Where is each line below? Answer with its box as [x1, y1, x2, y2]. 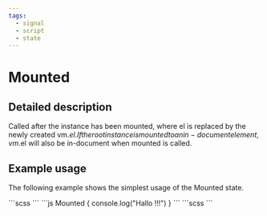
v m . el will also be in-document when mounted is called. [8, 138, 192, 148]
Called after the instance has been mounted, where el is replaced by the [8, 122, 246, 131]
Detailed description [8, 100, 112, 114]
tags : [8, 11, 26, 20]
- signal [15, 19, 45, 27]
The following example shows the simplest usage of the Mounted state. [8, 183, 245, 193]
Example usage [8, 162, 87, 175]
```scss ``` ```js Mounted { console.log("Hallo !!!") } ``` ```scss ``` [8, 198, 213, 208]
